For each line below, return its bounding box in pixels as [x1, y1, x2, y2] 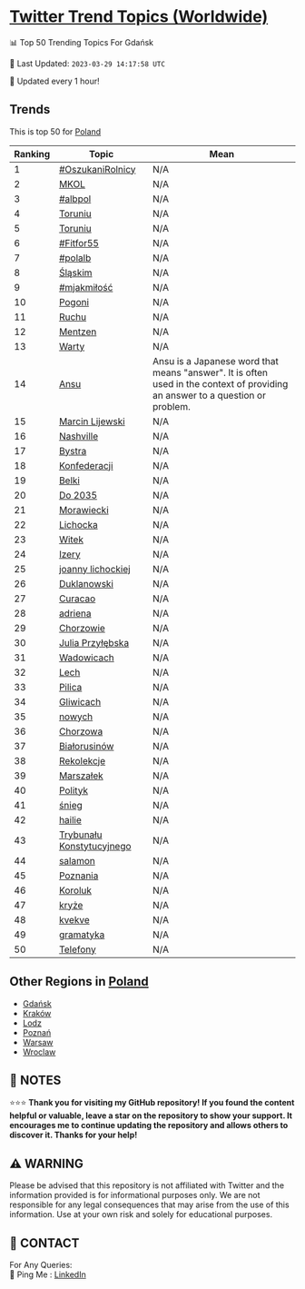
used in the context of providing [152, 377, 289, 390]
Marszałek [58, 769, 104, 782]
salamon [58, 854, 95, 867]
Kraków [22, 1007, 52, 1018]
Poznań [22, 1026, 52, 1037]
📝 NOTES [9, 1072, 62, 1087]
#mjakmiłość [58, 281, 113, 293]
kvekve [58, 913, 90, 926]
